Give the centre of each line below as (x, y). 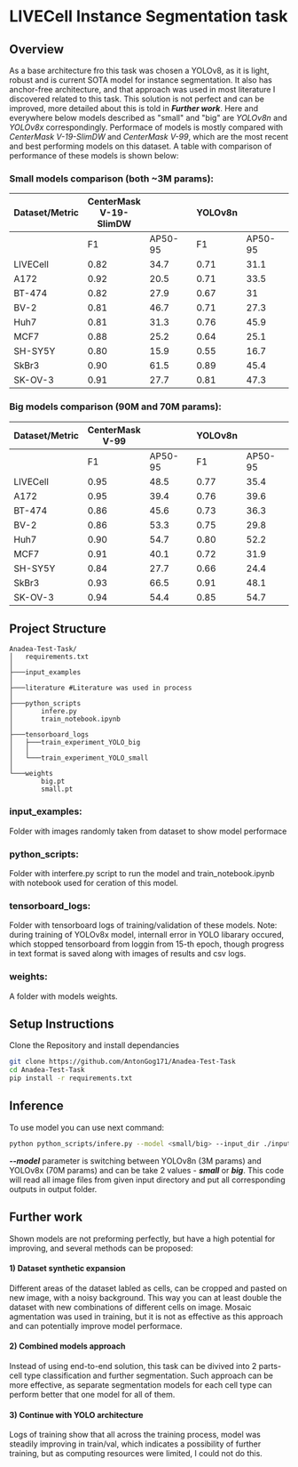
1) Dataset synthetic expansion (67, 1269)
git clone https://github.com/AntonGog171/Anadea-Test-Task (123, 1062)
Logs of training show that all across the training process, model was (135, 1435)
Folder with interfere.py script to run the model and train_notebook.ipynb (142, 873)
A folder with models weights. (63, 996)
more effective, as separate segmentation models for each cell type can (141, 1384)
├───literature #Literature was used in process (101, 688)
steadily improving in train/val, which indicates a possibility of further (135, 1444)
